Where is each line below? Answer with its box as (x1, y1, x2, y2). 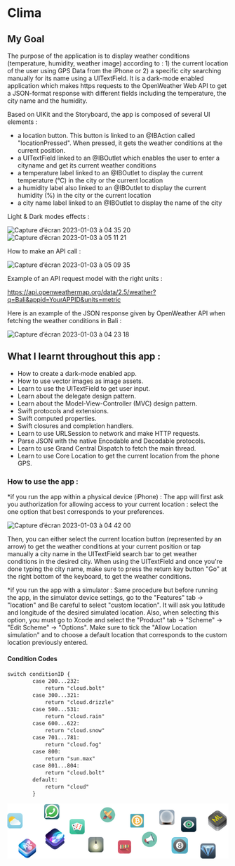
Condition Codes (7, 654, 58, 663)
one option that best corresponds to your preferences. (7, 508, 165, 516)
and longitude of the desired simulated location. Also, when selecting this (7, 608, 220, 617)
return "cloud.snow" (44, 727, 105, 734)
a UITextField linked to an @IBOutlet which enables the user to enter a (17, 153, 220, 162)
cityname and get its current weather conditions (17, 161, 156, 170)
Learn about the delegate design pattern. (17, 391, 137, 400)
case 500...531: (32, 706, 80, 713)
